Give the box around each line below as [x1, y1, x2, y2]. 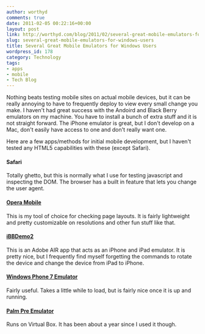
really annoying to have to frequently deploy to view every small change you [6, 100, 198, 107]
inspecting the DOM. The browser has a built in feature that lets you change [6, 178, 197, 186]
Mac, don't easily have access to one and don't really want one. [6, 126, 167, 133]
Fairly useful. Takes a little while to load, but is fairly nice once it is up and [6, 286, 191, 294]
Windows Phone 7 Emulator [6, 273, 78, 280]
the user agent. [6, 185, 45, 192]
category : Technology [6, 54, 62, 60]
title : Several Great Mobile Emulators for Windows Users [6, 43, 157, 49]
